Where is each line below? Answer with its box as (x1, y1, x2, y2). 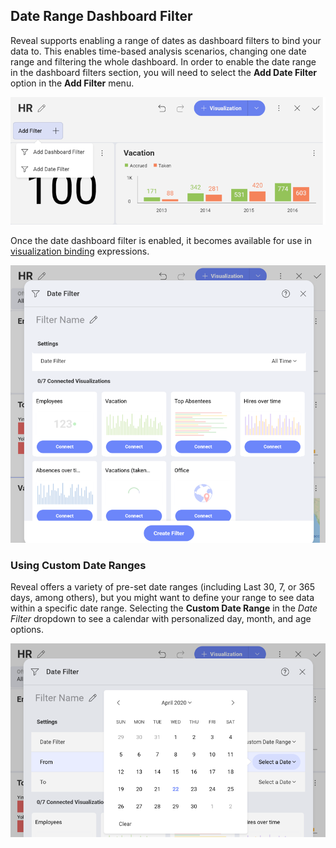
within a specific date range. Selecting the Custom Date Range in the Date (10, 602, 318, 614)
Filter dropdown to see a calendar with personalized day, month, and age (10, 613, 312, 625)
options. (10, 624, 45, 636)
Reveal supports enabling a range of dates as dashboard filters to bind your (10, 34, 322, 46)
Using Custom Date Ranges (10, 558, 147, 572)
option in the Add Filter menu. (10, 77, 135, 89)
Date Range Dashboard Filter (10, 8, 193, 25)
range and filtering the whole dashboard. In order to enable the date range (10, 55, 317, 68)
